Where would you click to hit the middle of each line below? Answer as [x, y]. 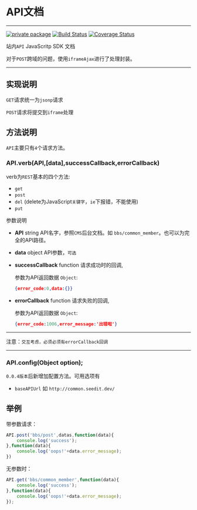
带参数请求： [21, 424]
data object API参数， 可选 [45, 252]
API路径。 [37, 240]
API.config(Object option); [45, 362]
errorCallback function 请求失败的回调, [62, 300]
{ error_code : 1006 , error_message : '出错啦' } [66, 324]
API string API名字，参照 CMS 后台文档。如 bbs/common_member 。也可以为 [99, 233]
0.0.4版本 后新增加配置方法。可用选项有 [53, 376]
